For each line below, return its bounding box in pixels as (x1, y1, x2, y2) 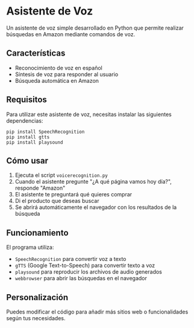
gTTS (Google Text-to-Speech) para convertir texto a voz (14, 262, 155, 269)
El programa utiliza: (6, 243, 54, 251)
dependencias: (6, 117, 43, 124)
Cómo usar (6, 155, 49, 166)
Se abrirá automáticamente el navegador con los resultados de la (14, 204, 177, 211)
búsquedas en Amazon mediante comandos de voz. (6, 30, 136, 37)
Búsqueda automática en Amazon (14, 77, 99, 84)
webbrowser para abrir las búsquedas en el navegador (14, 275, 148, 282)
